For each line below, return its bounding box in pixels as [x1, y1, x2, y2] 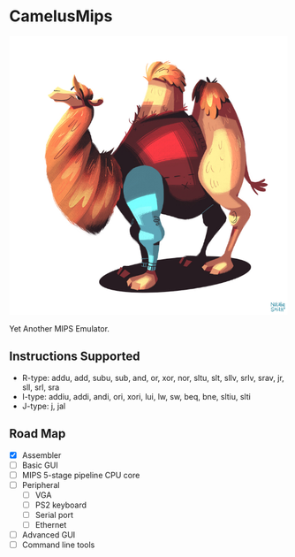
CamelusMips [9, 6, 113, 27]
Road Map [9, 426, 66, 441]
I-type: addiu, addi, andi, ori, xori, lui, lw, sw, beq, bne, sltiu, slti [21, 391, 252, 401]
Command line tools [21, 539, 95, 550]
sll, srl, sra [21, 382, 60, 393]
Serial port [34, 509, 73, 520]
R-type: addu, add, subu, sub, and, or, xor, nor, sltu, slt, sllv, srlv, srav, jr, [21, 372, 284, 383]
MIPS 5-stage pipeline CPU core [21, 469, 140, 480]
